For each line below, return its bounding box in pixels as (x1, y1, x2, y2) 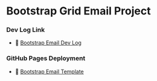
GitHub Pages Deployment (6, 54, 86, 62)
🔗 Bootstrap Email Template (14, 68, 84, 75)
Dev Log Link (6, 26, 45, 34)
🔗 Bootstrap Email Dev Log (14, 39, 82, 46)
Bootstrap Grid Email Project (6, 4, 151, 18)
